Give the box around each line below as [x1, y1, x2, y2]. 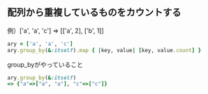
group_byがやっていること [7, 60, 84, 68]
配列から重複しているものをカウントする [7, 6, 181, 19]
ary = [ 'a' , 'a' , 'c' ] [7, 40, 73, 47]
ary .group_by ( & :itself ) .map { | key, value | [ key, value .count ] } [7, 47, 202, 54]
